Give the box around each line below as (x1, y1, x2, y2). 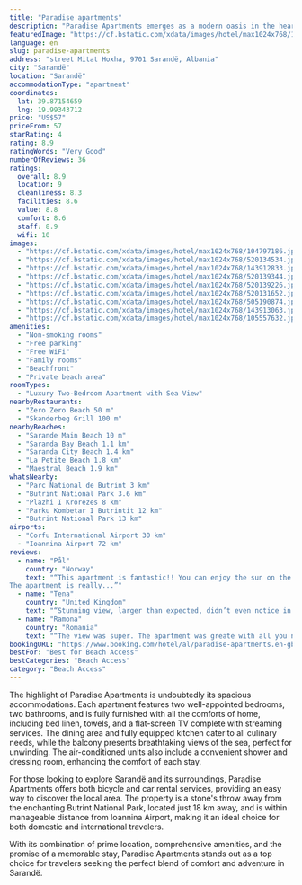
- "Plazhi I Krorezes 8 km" (17, 498, 123, 507)
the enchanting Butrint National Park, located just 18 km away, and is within (9, 801, 288, 813)
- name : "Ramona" (17, 615, 83, 624)
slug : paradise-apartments (9, 47, 111, 56)
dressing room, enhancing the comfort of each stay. (9, 756, 202, 766)
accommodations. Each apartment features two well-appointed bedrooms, (9, 698, 286, 710)
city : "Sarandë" (9, 64, 70, 73)
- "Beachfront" (17, 364, 75, 373)
